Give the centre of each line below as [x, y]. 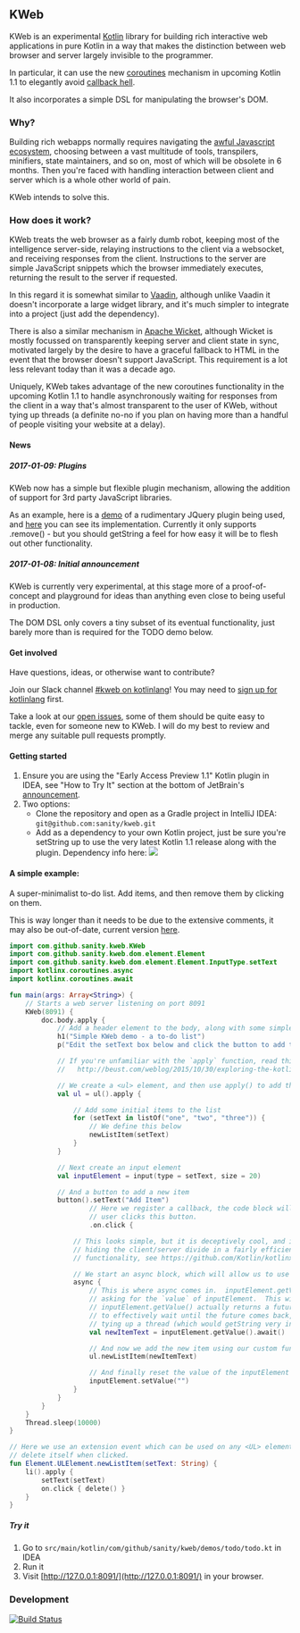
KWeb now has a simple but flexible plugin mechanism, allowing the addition [150, 488]
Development [39, 1600]
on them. [25, 902]
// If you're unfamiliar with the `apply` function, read [167, 1061]
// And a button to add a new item [123, 1192]
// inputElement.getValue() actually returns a [179, 1308]
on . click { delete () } [83, 1488]
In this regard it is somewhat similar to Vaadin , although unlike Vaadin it [140, 295]
